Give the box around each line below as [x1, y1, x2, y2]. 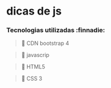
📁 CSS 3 [21, 75, 43, 83]
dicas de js [6, 4, 62, 18]
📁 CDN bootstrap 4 [21, 39, 70, 47]
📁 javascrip [21, 52, 50, 59]
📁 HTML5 [21, 63, 46, 70]
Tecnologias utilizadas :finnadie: [6, 26, 106, 35]
